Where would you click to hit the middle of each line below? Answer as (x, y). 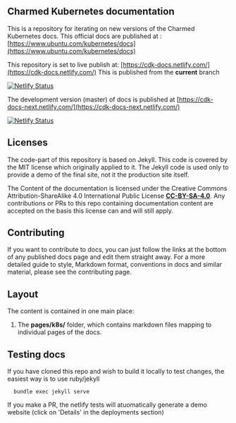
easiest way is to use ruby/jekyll (54, 379)
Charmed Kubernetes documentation (91, 12)
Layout (23, 294)
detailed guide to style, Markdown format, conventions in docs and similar (115, 265)
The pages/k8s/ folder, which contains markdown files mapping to (114, 325)
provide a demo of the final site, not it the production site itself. (98, 175)
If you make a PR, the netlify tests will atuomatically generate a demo (107, 405)
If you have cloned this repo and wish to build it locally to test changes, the (116, 372)
